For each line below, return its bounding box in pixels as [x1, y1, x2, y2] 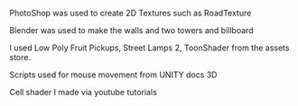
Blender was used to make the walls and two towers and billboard [9, 25, 255, 35]
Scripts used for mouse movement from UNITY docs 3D [9, 69, 218, 80]
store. [9, 52, 32, 62]
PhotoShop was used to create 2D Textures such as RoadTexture [9, 8, 252, 18]
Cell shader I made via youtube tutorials [9, 87, 158, 97]
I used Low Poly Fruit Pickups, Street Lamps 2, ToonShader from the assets [9, 42, 290, 53]
